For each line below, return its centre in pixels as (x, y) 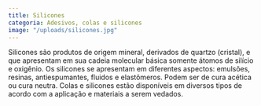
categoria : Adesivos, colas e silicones (75, 23)
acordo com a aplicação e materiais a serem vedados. (96, 94)
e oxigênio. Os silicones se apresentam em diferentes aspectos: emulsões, (129, 69)
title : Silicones (37, 15)
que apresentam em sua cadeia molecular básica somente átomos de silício (131, 60)
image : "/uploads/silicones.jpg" (63, 30)
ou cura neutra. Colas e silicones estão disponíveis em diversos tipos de (125, 86)
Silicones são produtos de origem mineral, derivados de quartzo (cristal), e (129, 53)
